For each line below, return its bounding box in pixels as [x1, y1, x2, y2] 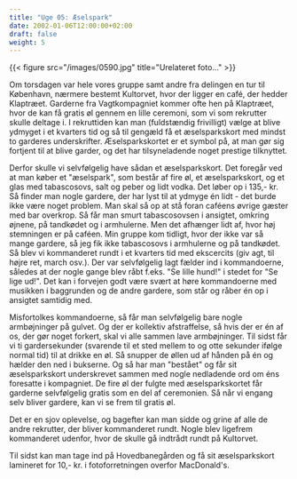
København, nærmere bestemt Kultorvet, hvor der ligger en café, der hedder [9, 89, 288, 100]
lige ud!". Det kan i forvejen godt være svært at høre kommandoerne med [9, 276, 277, 287]
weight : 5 [9, 37, 46, 47]
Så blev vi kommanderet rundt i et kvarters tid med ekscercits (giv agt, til [9, 248, 275, 259]
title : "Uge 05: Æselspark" [9, 12, 113, 22]
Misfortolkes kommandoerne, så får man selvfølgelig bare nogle [9, 312, 243, 323]
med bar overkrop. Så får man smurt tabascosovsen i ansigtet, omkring [9, 210, 270, 220]
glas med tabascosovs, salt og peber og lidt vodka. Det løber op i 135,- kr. [9, 181, 279, 192]
